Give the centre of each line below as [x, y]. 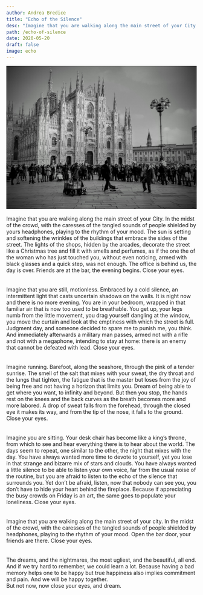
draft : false [23, 45]
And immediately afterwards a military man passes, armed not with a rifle [97, 334]
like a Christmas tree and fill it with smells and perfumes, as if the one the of [101, 251]
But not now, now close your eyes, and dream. [64, 585]
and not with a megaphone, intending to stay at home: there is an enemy [96, 341]
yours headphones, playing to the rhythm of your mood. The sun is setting [99, 231]
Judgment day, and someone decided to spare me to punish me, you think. [100, 328]
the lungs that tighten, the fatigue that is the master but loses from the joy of [101, 379]
